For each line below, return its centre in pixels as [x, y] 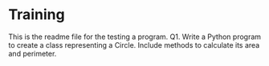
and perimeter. [33, 53]
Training [37, 15]
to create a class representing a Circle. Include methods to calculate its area [134, 45]
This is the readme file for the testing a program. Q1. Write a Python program [135, 37]
